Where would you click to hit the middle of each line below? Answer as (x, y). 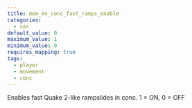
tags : (15, 59)
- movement (29, 71)
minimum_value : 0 (32, 46)
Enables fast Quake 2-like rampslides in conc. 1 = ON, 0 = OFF (96, 98)
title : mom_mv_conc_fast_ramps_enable (63, 13)
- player (26, 65)
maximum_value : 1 (32, 39)
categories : (24, 20)
